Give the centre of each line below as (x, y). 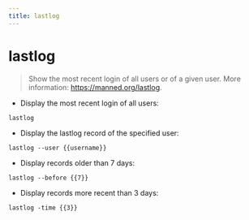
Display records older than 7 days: (77, 162)
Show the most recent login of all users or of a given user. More (135, 79)
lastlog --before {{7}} (49, 178)
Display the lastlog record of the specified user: (100, 133)
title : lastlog (34, 16)
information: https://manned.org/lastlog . (95, 87)
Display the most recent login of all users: (90, 103)
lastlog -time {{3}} (43, 208)
